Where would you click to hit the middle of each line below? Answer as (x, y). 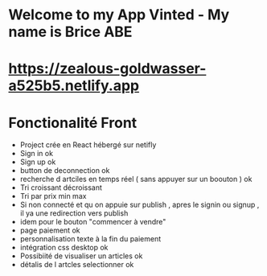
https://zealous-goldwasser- (107, 69)
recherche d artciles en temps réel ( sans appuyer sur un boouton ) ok (136, 179)
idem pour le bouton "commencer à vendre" (93, 222)
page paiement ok (50, 230)
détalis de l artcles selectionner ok (77, 265)
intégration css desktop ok (64, 248)
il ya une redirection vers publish (74, 213)
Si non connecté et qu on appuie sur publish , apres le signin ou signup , (140, 205)
